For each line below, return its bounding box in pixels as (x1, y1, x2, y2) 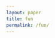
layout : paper (6, 9, 42, 15)
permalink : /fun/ (6, 22, 50, 28)
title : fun (6, 15, 33, 22)
